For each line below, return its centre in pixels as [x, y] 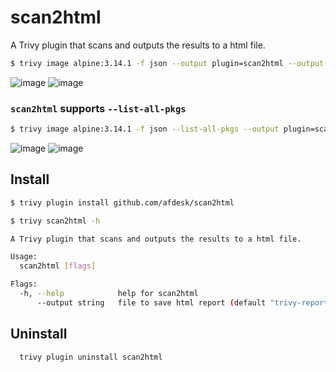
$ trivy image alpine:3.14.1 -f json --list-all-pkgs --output [145, 129]
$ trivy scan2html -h [55, 221]
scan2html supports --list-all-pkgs [98, 108]
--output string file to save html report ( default [151, 302]
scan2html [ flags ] [58, 266]
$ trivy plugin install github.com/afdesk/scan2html [122, 202]
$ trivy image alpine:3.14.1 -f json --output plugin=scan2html [147, 63]
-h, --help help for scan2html [109, 294]
